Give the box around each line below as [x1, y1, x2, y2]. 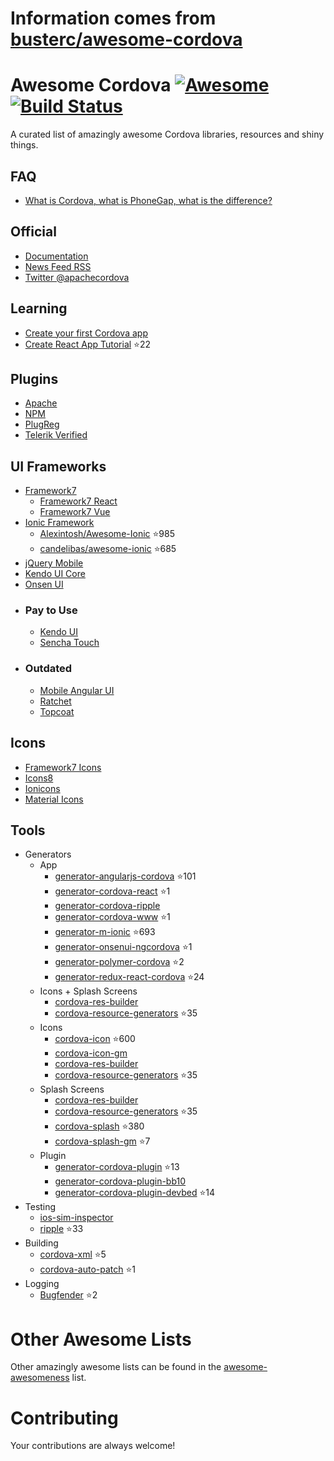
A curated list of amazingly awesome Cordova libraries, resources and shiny [10, 128, 325, 141]
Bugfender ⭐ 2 [39, 1289, 98, 1301]
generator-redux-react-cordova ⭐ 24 [54, 971, 205, 983]
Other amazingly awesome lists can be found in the [10, 1361, 222, 1373]
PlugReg [24, 418, 60, 431]
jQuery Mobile [24, 557, 84, 569]
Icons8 [24, 772, 54, 784]
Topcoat [39, 705, 75, 717]
